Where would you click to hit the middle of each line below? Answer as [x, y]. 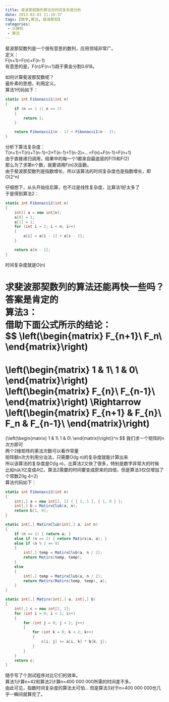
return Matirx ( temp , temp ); [53, 558]
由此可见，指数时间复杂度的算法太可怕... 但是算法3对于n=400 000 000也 [81, 688]
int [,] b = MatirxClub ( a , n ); [46, 506]
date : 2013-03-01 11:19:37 [34, 15]
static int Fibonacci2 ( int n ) [37, 203]
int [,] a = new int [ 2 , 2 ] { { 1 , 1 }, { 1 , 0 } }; [69, 501]
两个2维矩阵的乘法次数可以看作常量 [42, 450]
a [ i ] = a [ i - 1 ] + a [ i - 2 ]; [54, 236]
